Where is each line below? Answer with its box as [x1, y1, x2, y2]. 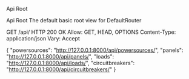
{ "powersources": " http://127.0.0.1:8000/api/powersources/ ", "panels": [6, 46, 184, 54]
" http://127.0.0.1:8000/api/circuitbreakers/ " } [6, 66, 116, 73]
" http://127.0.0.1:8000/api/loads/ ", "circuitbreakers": [6, 60, 135, 66]
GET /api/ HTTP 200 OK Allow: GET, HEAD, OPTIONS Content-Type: [6, 28, 176, 36]
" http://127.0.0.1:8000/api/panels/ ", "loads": [6, 53, 114, 60]
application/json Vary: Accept [6, 35, 80, 42]
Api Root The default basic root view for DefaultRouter [6, 17, 142, 24]
